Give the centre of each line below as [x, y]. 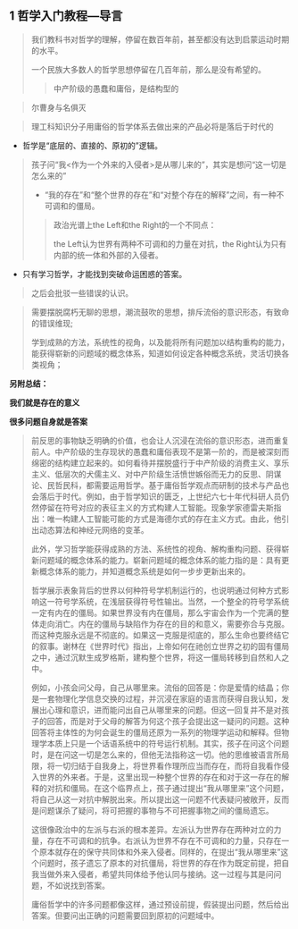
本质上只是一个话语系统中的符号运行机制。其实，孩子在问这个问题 [168, 743]
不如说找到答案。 [78, 885]
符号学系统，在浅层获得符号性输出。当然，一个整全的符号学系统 [172, 601]
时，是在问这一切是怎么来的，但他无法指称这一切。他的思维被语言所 [156, 755]
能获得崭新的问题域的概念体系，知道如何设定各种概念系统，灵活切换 [156, 353]
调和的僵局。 [76, 206]
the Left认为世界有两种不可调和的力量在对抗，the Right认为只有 [170, 243]
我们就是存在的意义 [45, 402]
